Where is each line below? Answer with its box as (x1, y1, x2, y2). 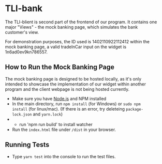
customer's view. (5, 29, 39, 35)
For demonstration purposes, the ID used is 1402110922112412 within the (5, 38, 150, 44)
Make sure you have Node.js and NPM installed (12, 96, 106, 101)
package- (125, 107, 144, 112)
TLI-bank (5, 3, 43, 14)
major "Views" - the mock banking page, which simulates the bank (5, 24, 138, 30)
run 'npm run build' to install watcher (19, 121, 93, 127)
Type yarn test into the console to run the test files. (12, 153, 116, 159)
